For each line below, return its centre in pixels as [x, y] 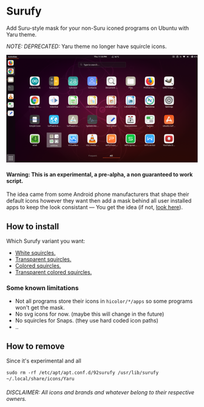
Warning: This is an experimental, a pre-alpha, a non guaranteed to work [100, 174]
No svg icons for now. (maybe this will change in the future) [90, 314]
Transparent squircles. [43, 259]
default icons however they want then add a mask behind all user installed [99, 201]
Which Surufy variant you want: [46, 241]
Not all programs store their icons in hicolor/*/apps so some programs [104, 301]
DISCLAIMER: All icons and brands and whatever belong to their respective [100, 392]
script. [15, 181]
